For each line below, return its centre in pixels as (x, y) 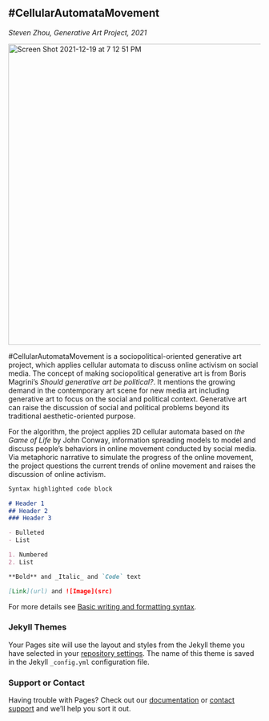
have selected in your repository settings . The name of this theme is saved (131, 653)
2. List (21, 562)
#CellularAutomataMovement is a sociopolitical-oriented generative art (125, 356)
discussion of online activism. (57, 474)
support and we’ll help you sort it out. (70, 709)
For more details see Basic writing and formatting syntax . (102, 606)
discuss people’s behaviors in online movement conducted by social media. (133, 448)
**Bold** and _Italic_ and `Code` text (75, 576)
